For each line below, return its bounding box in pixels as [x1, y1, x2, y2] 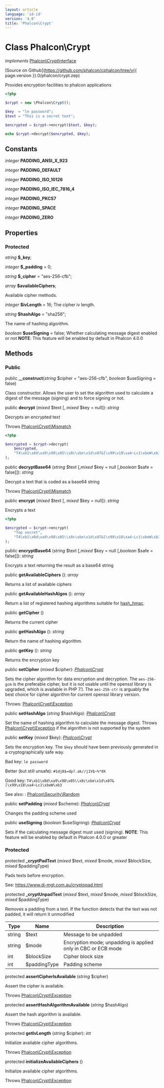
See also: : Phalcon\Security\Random [5, 792, 80, 797]
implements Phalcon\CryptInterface [5, 58, 77, 64]
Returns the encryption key [5, 657, 60, 663]
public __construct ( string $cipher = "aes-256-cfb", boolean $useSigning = [5, 375, 156, 381]
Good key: [5, 777, 26, 784]
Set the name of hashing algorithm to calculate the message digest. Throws [5, 720, 157, 726]
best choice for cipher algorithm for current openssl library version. [5, 691, 141, 697]
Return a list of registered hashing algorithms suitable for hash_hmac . [5, 600, 145, 606]
